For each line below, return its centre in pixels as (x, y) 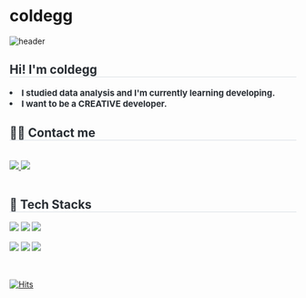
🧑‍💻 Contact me (52, 133)
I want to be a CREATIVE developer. (94, 103)
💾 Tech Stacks (51, 205)
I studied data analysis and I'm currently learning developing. (148, 92)
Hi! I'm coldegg (53, 70)
